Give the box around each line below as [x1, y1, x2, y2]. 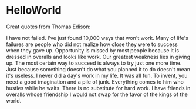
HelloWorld [6, 4, 62, 17]
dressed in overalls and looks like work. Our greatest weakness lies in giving [6, 53, 191, 60]
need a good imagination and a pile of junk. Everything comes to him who [6, 78, 184, 85]
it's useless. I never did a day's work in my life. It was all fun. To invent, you [6, 72, 188, 79]
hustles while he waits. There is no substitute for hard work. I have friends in [6, 84, 191, 91]
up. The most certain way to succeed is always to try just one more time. [6, 60, 182, 67]
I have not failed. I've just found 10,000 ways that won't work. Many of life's [6, 34, 189, 41]
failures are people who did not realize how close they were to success [6, 41, 178, 48]
